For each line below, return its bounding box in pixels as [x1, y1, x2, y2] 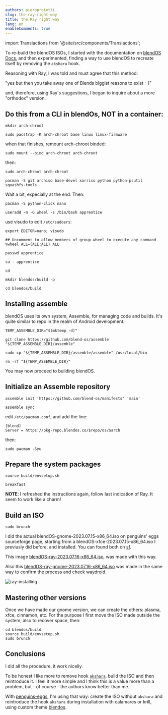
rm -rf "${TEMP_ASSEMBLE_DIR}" [5, 359, 71, 364]
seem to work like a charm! [5, 497, 61, 503]
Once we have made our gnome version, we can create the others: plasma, [5, 607, 161, 613]
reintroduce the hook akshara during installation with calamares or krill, [5, 698, 152, 704]
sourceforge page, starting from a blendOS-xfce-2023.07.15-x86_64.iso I [5, 538, 156, 545]
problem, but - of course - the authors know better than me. [5, 683, 130, 689]
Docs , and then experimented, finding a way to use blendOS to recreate [5, 55, 154, 61]
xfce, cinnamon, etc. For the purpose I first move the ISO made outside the [5, 612, 160, 618]
